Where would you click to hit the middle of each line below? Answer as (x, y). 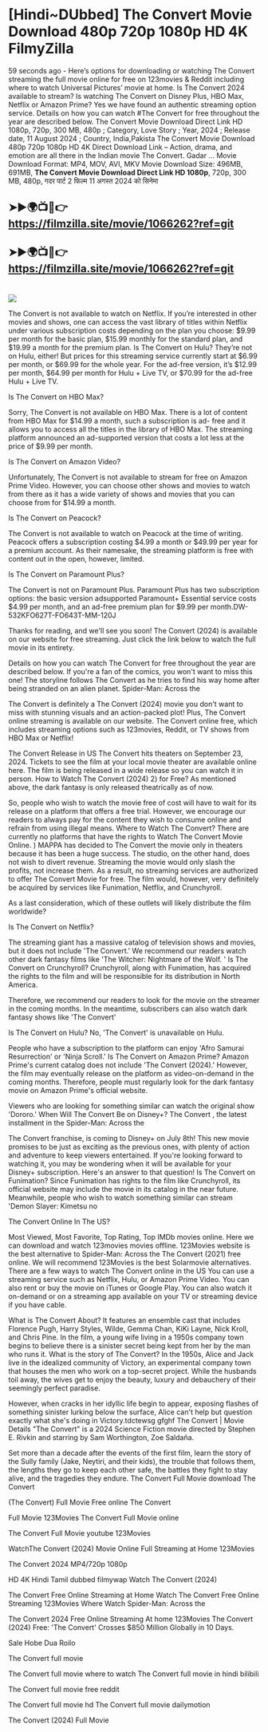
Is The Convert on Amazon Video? (65, 461)
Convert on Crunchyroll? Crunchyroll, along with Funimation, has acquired (130, 968)
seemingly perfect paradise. (55, 1388)
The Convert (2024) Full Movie (59, 1720)
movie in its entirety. (41, 647)
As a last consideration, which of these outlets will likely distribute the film (130, 902)
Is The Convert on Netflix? (51, 926)
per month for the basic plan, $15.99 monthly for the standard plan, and (126, 339)
